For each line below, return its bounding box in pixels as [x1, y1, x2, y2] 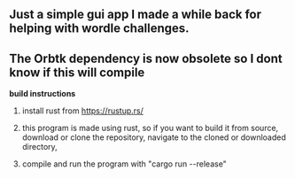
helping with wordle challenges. [9, 21, 190, 36]
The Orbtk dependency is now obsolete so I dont [9, 50, 283, 66]
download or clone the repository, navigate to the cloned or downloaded [21, 132, 286, 143]
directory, [21, 142, 58, 152]
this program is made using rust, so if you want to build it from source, [21, 123, 279, 134]
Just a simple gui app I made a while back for [9, 7, 261, 22]
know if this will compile [9, 65, 145, 80]
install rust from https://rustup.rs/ [21, 105, 144, 116]
